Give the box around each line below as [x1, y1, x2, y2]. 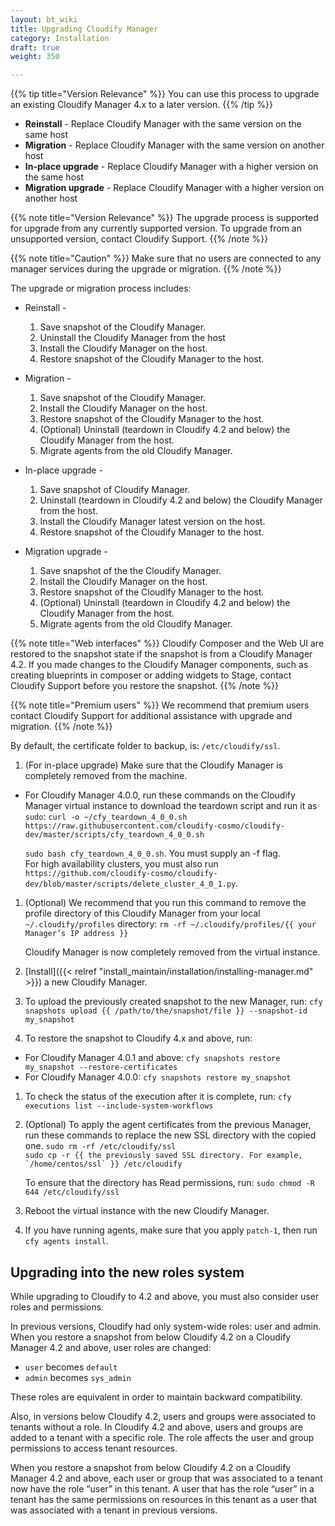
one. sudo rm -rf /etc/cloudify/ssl [24, 1140, 177, 1152]
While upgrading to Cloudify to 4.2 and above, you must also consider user [10, 1290, 320, 1302]
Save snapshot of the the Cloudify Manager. [39, 565, 222, 577]
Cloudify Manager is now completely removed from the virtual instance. [24, 946, 321, 958]
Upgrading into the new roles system [10, 1264, 245, 1281]
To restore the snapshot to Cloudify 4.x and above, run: [24, 1032, 253, 1045]
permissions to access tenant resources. [10, 1442, 178, 1454]
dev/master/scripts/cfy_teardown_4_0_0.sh [24, 830, 205, 840]
